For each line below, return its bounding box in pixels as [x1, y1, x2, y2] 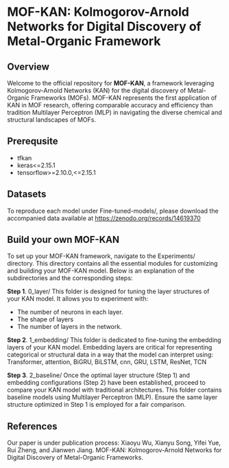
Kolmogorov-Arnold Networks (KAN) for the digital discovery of [7, 87, 186, 94]
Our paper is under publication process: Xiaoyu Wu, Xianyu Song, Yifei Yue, [7, 438, 221, 447]
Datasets [7, 189, 47, 200]
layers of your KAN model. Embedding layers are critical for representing [7, 343, 213, 352]
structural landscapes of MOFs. [7, 116, 96, 124]
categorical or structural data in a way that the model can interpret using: [7, 350, 214, 359]
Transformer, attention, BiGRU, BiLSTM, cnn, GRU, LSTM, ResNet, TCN [7, 358, 207, 366]
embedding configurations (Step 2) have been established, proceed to [7, 379, 206, 387]
